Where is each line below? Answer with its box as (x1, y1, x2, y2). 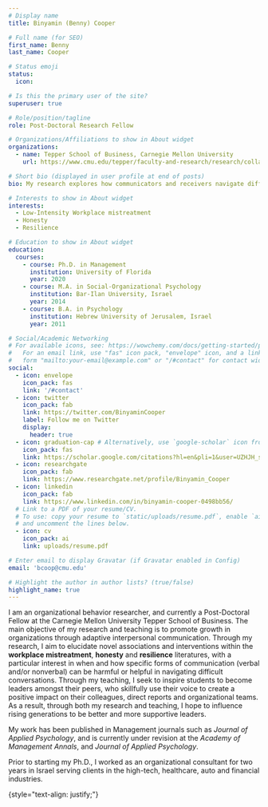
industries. (8, 774, 43, 784)
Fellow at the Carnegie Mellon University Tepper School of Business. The (8, 616, 249, 626)
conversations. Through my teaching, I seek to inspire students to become (8, 675, 253, 685)
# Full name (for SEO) (8, 34, 84, 42)
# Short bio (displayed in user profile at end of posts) (8, 172, 205, 180)
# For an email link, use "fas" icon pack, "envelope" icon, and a (8, 349, 245, 358)
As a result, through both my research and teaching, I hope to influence (8, 701, 243, 710)
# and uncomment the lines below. (15, 520, 130, 528)
